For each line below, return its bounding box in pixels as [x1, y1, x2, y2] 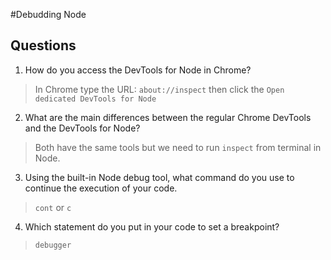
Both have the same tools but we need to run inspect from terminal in [34, 141, 322, 153]
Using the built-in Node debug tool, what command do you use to [24, 171, 295, 183]
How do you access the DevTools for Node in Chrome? [24, 64, 252, 76]
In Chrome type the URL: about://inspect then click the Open [34, 83, 285, 95]
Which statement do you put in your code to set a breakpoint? [24, 220, 280, 233]
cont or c [34, 201, 72, 213]
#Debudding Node [10, 9, 87, 20]
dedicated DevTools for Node [34, 94, 157, 104]
